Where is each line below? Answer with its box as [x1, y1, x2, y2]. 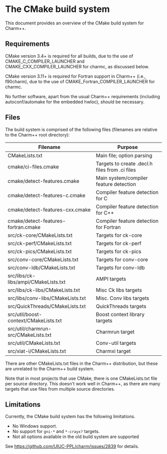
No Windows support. [12, 423, 57, 429]
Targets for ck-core [96, 232, 143, 239]
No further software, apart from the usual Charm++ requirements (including [5, 93, 161, 99]
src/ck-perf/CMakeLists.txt [7, 240, 72, 247]
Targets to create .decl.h [96, 160, 153, 167]
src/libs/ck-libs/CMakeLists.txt [7, 287, 81, 294]
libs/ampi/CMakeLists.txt [7, 278, 66, 285]
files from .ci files [96, 166, 136, 173]
